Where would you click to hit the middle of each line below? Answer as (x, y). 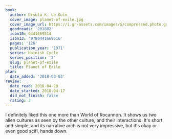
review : (14, 81)
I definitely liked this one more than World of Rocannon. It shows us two (81, 115)
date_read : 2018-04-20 (34, 86)
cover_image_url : (28, 24)
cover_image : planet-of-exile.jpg (47, 19)
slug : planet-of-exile (34, 62)
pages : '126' (24, 43)
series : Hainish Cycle (34, 53)
